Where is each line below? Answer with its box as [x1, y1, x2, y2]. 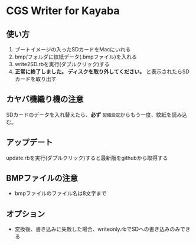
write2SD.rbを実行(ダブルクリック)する [14, 61, 110, 67]
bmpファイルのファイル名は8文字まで [14, 190, 107, 197]
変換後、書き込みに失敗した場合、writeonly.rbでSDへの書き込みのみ [14, 226, 181, 233]
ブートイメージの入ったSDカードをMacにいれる [14, 46, 131, 53]
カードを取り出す [14, 76, 57, 82]
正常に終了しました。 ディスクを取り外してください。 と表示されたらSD [14, 68, 190, 75]
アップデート [6, 138, 53, 148]
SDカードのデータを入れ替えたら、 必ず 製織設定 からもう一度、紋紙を [6, 111, 172, 118]
